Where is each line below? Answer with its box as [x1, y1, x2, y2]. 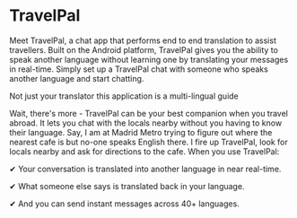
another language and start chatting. [9, 73, 144, 83]
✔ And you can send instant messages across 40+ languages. [9, 198, 240, 209]
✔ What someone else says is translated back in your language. [9, 180, 245, 191]
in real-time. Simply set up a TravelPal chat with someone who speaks [9, 64, 269, 74]
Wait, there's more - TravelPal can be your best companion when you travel [9, 108, 289, 118]
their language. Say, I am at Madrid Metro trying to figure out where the [9, 126, 273, 137]
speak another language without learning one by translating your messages [9, 54, 289, 65]
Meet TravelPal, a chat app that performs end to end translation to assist [9, 35, 276, 46]
